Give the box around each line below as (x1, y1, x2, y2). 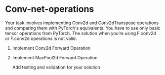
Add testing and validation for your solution (12, 64, 100, 70)
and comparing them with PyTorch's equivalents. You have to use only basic (5, 25, 161, 31)
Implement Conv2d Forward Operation (12, 45, 91, 51)
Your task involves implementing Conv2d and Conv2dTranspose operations (5, 20, 159, 26)
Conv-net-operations (5, 3, 94, 15)
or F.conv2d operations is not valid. (5, 36, 77, 41)
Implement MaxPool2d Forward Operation (12, 54, 98, 60)
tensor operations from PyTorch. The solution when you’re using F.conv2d (5, 30, 157, 36)
